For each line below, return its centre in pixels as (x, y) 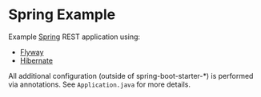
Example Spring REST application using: (74, 37)
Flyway (32, 52)
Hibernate (36, 60)
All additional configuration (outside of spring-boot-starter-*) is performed (131, 76)
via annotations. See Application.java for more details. (99, 84)
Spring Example (62, 15)
